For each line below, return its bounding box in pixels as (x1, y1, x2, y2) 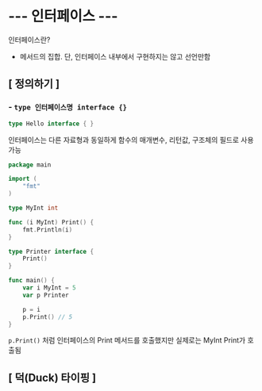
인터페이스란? (8, 35, 51, 44)
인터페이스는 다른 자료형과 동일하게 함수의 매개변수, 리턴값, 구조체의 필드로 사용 (8, 135, 254, 144)
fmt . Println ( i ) (22, 225, 73, 234)
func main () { (8, 277, 56, 285)
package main (8, 160, 52, 169)
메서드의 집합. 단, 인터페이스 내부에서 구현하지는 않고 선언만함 (19, 52, 211, 61)
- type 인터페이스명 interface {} (8, 102, 127, 113)
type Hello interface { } (8, 120, 94, 128)
